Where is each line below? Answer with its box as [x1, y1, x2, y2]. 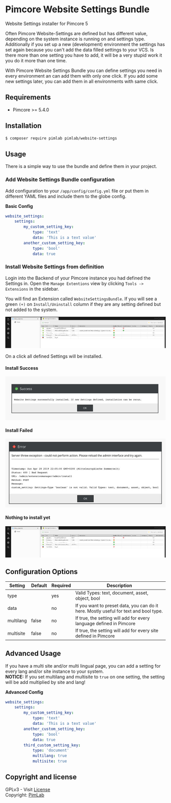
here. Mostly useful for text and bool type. [75, 608, 163, 614]
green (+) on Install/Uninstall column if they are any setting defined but [5, 301, 161, 307]
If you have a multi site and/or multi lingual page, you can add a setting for [5, 663, 161, 669]
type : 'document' [32, 748, 70, 753]
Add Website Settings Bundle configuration [5, 176, 115, 183]
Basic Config [5, 203, 33, 209]
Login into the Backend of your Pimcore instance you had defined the [5, 275, 151, 281]
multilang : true [32, 753, 67, 759]
